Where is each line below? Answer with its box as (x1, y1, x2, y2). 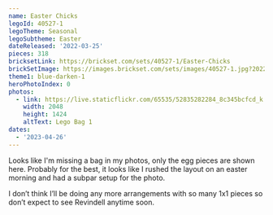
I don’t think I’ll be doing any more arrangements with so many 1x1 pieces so (8, 188, 263, 198)
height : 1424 (23, 111, 67, 119)
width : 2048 (23, 103, 63, 111)
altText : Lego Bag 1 (23, 118, 93, 126)
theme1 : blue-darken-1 (8, 72, 85, 81)
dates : (8, 125, 31, 134)
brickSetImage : (8, 65, 60, 73)
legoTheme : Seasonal (8, 27, 79, 35)
